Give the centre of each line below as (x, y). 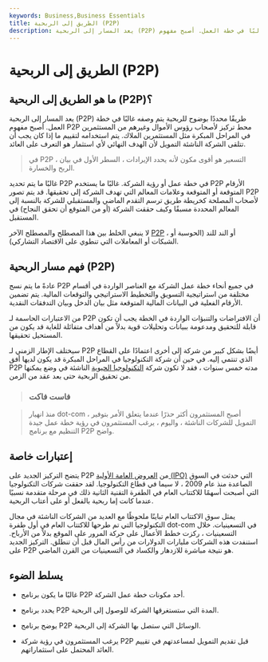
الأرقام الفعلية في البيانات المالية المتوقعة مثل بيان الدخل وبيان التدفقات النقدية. (126, 303)
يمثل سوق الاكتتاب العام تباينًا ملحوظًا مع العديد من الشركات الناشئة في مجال (122, 517)
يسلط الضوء (36, 575)
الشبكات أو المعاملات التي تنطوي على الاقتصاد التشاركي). (94, 241)
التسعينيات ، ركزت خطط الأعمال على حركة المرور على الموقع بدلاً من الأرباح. (123, 533)
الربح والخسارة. (51, 168)
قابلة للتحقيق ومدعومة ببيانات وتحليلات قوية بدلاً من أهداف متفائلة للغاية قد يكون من (133, 327)
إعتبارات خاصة (41, 456)
